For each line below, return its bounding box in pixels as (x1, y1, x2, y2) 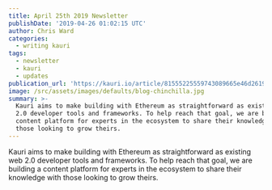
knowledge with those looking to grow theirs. (8, 172, 159, 182)
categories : (8, 34, 49, 43)
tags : (8, 49, 27, 57)
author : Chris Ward (8, 27, 74, 35)
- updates (15, 72, 49, 80)
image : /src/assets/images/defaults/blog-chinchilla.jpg (8, 87, 205, 95)
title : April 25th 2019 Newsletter (8, 11, 129, 20)
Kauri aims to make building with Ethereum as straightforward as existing (8, 146, 252, 156)
